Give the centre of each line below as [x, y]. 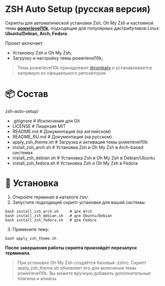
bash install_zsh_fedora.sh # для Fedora [51, 220]
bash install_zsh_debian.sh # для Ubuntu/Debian [59, 216]
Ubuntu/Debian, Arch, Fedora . [37, 33]
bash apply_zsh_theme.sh [31, 238]
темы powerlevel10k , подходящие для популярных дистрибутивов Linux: [83, 28]
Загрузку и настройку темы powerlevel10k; [58, 58]
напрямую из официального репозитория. [62, 73]
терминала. [18, 253]
